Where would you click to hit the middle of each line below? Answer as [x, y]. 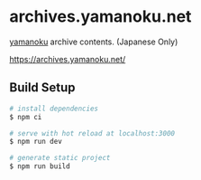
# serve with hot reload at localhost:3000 [92, 133]
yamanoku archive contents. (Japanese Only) [94, 42]
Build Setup [42, 88]
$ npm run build [40, 166]
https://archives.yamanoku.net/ [68, 59]
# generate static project [60, 158]
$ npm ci [26, 117]
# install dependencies [54, 109]
